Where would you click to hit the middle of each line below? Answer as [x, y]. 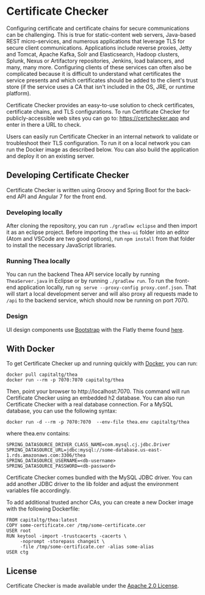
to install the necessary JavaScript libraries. [61, 245]
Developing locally [34, 212]
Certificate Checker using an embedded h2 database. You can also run [95, 398]
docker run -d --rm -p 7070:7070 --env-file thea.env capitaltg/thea [98, 422]
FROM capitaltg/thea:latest [42, 520]
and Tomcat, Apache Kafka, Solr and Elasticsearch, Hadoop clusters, [93, 54]
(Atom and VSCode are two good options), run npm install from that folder [101, 239]
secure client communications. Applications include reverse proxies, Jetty [99, 48]
